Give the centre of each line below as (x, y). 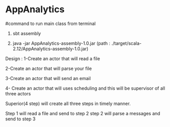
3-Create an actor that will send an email (48, 78)
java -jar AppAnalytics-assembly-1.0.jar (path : (62, 43)
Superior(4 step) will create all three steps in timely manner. (68, 104)
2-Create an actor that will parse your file (48, 68)
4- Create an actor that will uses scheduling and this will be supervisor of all (85, 88)
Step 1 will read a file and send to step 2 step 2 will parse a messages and (83, 113)
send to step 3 (20, 119)
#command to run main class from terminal (51, 23)
